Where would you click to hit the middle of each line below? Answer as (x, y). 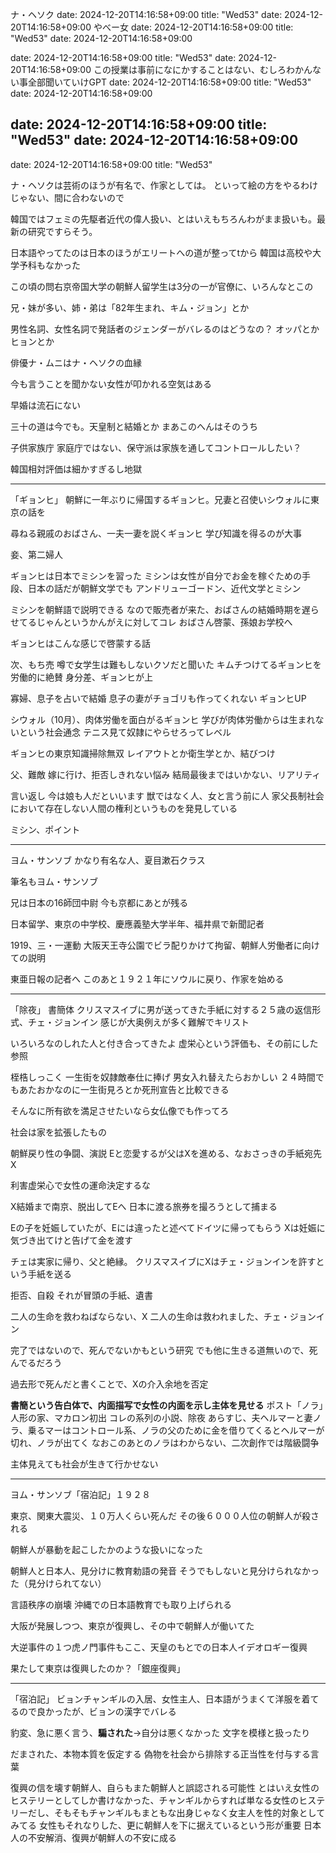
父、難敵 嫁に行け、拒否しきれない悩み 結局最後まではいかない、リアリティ (166, 774)
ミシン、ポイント (45, 829)
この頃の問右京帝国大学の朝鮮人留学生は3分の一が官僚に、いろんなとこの (162, 286)
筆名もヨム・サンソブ (54, 881)
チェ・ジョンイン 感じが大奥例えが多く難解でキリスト (138, 1022)
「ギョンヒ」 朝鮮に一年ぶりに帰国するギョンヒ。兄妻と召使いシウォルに (160, 499)
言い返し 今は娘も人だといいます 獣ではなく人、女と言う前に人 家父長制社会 (167, 795)
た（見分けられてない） (58, 1583)
